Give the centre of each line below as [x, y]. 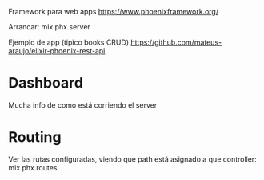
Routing [35, 137]
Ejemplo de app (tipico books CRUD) [69, 42]
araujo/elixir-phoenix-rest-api [57, 51]
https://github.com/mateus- [176, 42]
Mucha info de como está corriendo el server [83, 105]
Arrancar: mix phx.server [49, 27]
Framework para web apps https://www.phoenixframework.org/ [113, 12]
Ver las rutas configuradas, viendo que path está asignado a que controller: [133, 159]
